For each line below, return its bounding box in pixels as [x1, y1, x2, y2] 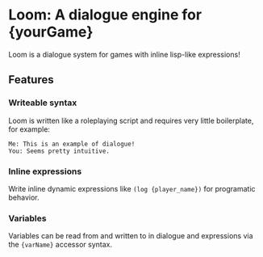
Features [8, 73, 54, 86]
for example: [8, 124, 51, 134]
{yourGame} [8, 23, 94, 41]
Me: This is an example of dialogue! [8, 140, 136, 148]
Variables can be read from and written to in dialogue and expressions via [8, 231, 253, 241]
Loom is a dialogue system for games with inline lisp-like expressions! [8, 49, 240, 59]
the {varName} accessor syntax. [8, 240, 113, 250]
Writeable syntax [8, 97, 77, 108]
